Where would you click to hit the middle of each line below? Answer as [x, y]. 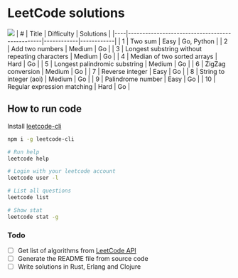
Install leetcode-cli [34, 126]
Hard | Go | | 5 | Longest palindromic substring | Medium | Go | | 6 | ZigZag [117, 64]
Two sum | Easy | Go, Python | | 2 [179, 41]
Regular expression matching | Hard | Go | [69, 86]
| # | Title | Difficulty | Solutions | [64, 33]
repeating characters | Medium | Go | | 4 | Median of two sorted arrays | [113, 56]
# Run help [23, 152]
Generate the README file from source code [83, 258]
